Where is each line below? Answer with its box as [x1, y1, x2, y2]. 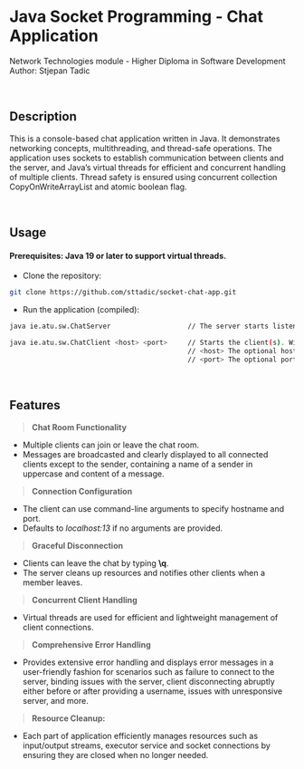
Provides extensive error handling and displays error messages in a [22, 657, 274, 668]
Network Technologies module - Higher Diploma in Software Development [9, 55, 287, 66]
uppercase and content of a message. [22, 468, 165, 479]
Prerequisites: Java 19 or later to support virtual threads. [9, 250, 227, 261]
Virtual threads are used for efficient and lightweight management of [22, 611, 279, 622]
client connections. [22, 621, 94, 632]
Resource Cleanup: [31, 713, 106, 724]
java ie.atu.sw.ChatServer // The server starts [9, 322, 270, 332]
